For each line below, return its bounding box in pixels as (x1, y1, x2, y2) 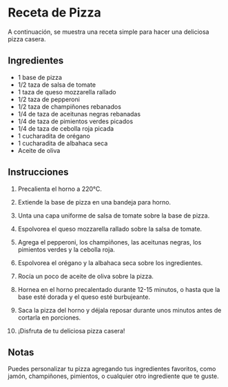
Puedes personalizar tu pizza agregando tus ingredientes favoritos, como (8, 365, 216, 373)
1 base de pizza (17, 73, 63, 81)
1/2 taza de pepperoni (17, 95, 80, 103)
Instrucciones (8, 167, 69, 178)
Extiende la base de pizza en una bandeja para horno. (17, 198, 172, 206)
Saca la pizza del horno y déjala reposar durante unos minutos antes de (17, 306, 222, 314)
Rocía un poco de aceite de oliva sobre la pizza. (17, 272, 154, 280)
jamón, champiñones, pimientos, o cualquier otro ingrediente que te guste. (8, 372, 219, 380)
